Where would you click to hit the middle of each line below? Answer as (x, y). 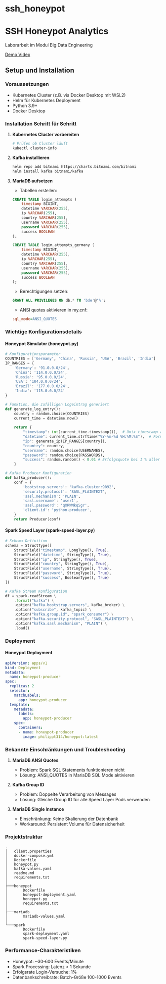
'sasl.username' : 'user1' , (51, 501)
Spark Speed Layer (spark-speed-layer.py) (50, 530)
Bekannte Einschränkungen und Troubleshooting (65, 749)
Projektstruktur (24, 836)
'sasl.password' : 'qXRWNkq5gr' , (56, 506)
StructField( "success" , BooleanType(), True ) (62, 578)
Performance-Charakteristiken (43, 950)
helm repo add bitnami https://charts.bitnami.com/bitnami (74, 166)
